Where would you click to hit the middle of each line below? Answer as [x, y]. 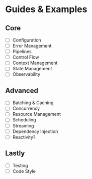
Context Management [35, 63]
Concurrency [26, 108]
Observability [26, 74]
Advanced [22, 90]
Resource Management [37, 114]
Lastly [15, 153]
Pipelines [22, 52]
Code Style [24, 171]
